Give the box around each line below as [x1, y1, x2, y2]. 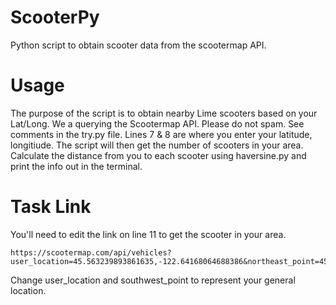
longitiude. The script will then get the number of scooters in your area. [10, 139, 304, 151]
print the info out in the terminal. [10, 160, 143, 172]
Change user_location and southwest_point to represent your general [10, 274, 296, 286]
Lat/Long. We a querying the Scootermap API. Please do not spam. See [10, 117, 305, 130]
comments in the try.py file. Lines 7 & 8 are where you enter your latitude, [10, 128, 313, 140]
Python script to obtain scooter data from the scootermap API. [10, 39, 267, 51]
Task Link [10, 196, 92, 218]
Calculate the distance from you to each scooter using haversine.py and [10, 149, 307, 161]
